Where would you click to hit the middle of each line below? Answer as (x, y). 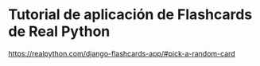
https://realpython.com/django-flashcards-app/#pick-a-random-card (122, 53)
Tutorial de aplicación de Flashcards (130, 15)
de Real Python (59, 31)
